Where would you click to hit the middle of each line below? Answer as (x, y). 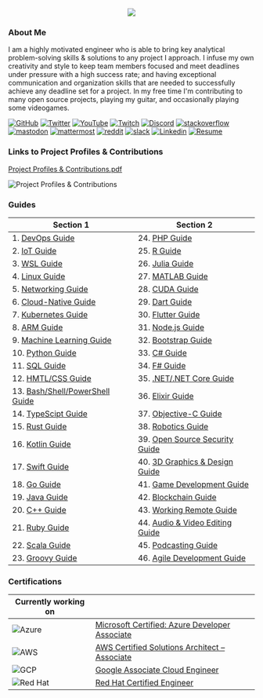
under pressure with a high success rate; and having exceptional (112, 75)
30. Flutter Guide (169, 315)
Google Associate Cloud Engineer (157, 670)
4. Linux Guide (39, 276)
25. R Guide (160, 251)
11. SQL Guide (39, 366)
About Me (27, 33)
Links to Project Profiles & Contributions (86, 152)
